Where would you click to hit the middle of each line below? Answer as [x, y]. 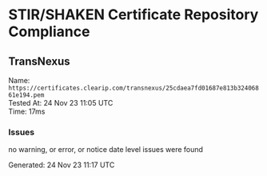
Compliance [49, 32]
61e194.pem [26, 95]
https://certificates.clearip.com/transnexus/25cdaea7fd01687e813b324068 [134, 88]
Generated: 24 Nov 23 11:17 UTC [62, 165]
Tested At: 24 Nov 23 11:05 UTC [61, 103]
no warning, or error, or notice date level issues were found [106, 150]
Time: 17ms [27, 111]
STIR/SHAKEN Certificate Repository [133, 15]
